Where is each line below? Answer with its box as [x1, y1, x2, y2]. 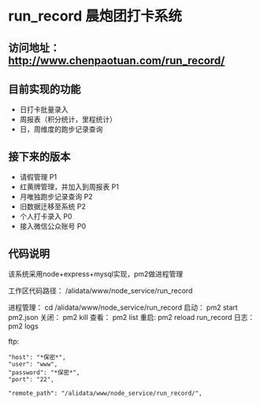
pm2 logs [8, 321, 39, 331]
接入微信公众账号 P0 [19, 221, 87, 231]
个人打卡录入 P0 [19, 212, 72, 221]
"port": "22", [8, 376, 55, 384]
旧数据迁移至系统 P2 [19, 202, 87, 211]
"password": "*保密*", [8, 369, 80, 377]
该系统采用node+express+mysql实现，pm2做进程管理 [8, 269, 184, 279]
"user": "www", [8, 360, 58, 369]
